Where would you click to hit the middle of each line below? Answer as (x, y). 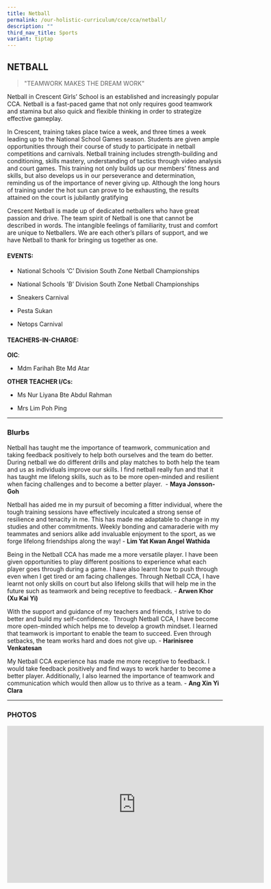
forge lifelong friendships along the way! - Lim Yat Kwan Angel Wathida (109, 541)
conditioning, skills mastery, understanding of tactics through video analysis (114, 161)
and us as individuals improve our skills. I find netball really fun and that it (111, 469)
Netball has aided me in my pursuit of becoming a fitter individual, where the (115, 505)
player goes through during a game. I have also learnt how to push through (113, 569)
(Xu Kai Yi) (23, 598)
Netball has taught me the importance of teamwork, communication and (108, 448)
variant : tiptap (30, 39)
